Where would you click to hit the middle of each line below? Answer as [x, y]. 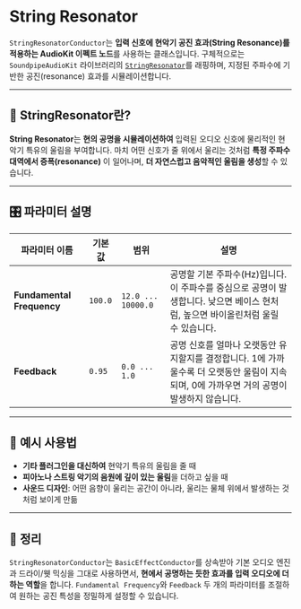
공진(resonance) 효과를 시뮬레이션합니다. [99, 76]
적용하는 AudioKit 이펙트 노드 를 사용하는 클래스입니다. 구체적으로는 [127, 53]
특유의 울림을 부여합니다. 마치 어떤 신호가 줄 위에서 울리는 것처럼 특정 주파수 [158, 150]
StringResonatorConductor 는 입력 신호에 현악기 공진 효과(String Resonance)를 [150, 42]
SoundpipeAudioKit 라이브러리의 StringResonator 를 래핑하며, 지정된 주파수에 [145, 65]
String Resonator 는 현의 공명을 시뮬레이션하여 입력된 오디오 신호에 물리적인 [142, 139]
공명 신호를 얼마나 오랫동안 [223, 344]
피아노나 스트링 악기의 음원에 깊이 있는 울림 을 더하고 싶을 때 [125, 477]
